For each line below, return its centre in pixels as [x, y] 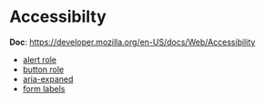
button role [43, 69]
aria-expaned [48, 78]
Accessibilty [58, 17]
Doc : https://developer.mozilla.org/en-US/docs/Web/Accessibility [132, 42]
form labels [44, 88]
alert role [40, 59]
